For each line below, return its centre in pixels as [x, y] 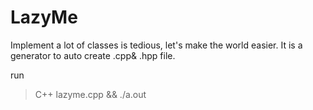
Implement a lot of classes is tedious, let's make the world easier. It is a [156, 45]
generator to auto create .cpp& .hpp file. [93, 55]
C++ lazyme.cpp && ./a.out [90, 94]
